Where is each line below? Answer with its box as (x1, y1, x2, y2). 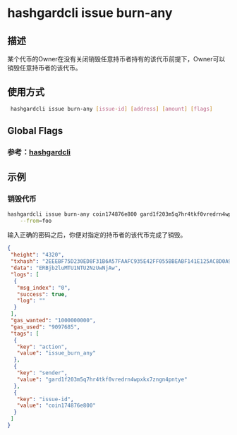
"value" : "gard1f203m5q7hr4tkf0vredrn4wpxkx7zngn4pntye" (16, 376, 188, 383)
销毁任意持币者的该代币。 (7, 63, 82, 72)
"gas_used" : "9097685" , (10, 323, 80, 331)
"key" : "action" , (16, 343, 68, 350)
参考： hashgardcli (7, 147, 71, 157)
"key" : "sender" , (16, 369, 68, 376)
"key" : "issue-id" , (16, 396, 74, 403)
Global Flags (7, 125, 63, 137)
